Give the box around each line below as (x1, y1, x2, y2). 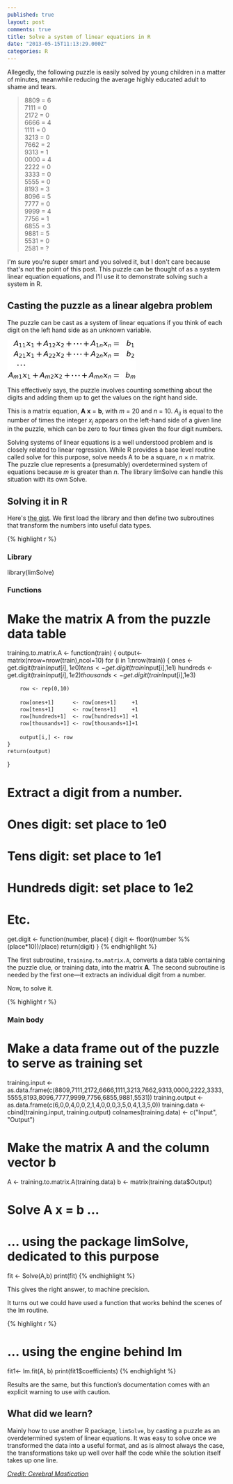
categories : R (7, 48, 49, 55)
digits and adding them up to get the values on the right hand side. (7, 393, 198, 402)
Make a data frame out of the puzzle (7, 1041, 220, 1057)
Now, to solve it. (7, 984, 54, 993)
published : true (7, 11, 54, 18)
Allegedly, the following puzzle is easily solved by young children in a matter (7, 68, 226, 76)
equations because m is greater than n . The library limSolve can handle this (7, 468, 224, 476)
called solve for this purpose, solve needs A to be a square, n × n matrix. (7, 453, 216, 461)
